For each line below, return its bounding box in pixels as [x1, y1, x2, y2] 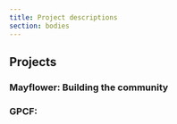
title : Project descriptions [9, 12, 118, 22]
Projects [9, 54, 57, 70]
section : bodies [9, 21, 70, 30]
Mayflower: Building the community [9, 81, 169, 94]
